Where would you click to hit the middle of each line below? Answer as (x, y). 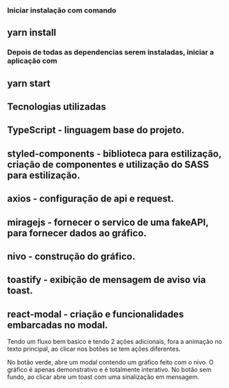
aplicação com (32, 61)
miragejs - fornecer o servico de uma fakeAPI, (108, 222)
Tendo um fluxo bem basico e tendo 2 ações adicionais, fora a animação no (115, 342)
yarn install (32, 33)
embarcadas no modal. (58, 325)
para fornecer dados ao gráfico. (77, 233)
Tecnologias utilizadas (57, 107)
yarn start (29, 83)
